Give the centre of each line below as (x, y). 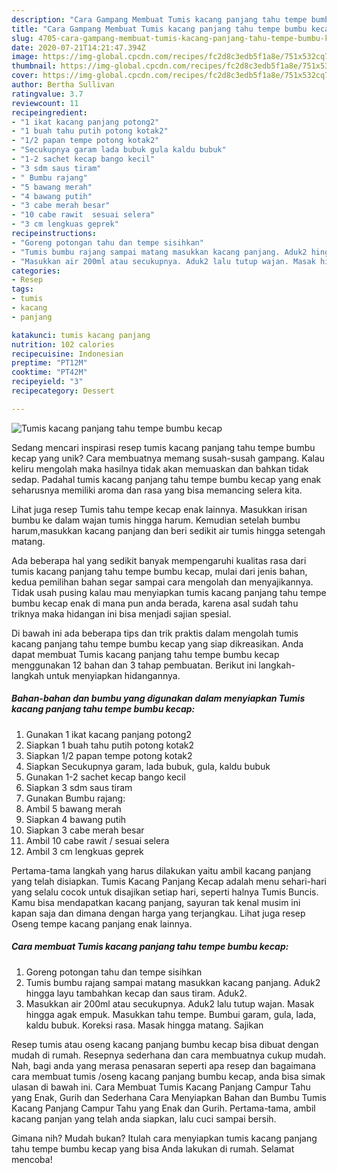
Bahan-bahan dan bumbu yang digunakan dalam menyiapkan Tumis (158, 698)
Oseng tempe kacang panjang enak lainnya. (102, 923)
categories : (36, 271)
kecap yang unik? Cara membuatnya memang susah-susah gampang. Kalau (168, 458)
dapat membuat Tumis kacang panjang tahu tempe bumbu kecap (145, 654)
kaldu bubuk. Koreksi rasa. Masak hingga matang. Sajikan (144, 1025)
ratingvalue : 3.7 (47, 94)
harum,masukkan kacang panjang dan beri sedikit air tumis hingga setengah (168, 530)
